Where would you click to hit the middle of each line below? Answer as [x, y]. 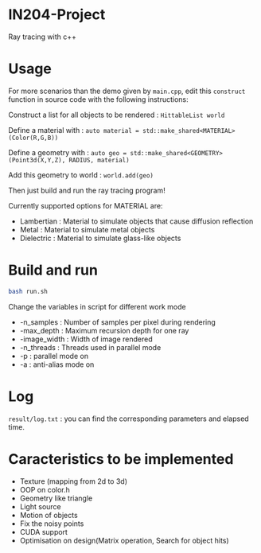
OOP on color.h [45, 489]
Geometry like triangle [56, 498]
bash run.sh [28, 291]
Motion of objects [49, 515]
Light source [40, 506]
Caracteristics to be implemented [121, 459]
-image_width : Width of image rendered [86, 339]
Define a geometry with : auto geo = [68, 152]
